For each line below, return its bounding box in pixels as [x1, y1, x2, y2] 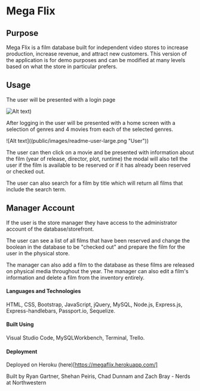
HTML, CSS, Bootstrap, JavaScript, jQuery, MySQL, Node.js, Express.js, [6, 301, 183, 308]
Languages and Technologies [6, 288, 81, 295]
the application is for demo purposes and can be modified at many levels [6, 57, 186, 63]
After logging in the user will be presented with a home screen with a [6, 119, 176, 126]
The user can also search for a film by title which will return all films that [6, 179, 183, 187]
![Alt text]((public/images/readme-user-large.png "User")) [6, 137, 149, 144]
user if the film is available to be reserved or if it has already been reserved [6, 161, 191, 169]
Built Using [6, 321, 34, 328]
